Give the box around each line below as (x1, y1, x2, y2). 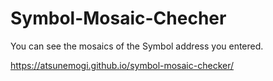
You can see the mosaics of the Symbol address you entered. (10, 40, 264, 52)
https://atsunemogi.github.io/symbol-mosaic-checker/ (10, 59, 235, 71)
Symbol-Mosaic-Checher (10, 7, 227, 30)
